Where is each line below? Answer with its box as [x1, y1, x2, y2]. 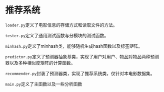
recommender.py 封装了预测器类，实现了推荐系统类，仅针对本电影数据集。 [5, 70, 155, 76]
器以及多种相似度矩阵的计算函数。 [5, 60, 75, 66]
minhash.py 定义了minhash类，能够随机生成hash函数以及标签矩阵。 [5, 43, 143, 49]
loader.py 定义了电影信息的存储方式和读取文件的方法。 [5, 22, 117, 28]
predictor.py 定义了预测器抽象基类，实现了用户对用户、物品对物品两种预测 [5, 53, 159, 60]
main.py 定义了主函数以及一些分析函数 [5, 81, 82, 87]
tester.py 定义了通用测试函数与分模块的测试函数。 [5, 32, 109, 38]
